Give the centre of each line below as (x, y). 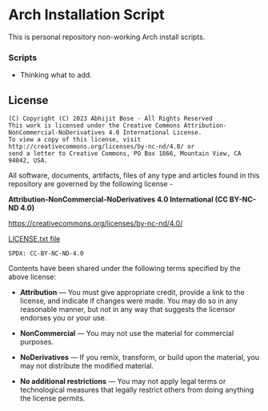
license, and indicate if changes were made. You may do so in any (129, 301)
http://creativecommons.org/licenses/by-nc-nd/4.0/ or (102, 147)
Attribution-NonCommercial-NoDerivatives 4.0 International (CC (118, 200)
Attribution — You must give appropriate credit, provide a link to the (132, 293)
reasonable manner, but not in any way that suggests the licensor (128, 309)
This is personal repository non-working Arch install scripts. (107, 37)
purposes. (37, 342)
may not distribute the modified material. (87, 366)
